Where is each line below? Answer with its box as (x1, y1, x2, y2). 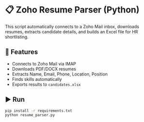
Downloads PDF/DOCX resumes (12, 66, 76, 72)
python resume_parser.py (5, 113, 55, 118)
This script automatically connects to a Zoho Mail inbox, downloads (5, 23, 139, 30)
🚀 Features (5, 48, 38, 56)
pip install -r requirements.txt (5, 108, 72, 113)
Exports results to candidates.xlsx (12, 81, 81, 87)
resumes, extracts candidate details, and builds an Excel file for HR (5, 29, 138, 34)
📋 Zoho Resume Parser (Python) (5, 4, 140, 15)
